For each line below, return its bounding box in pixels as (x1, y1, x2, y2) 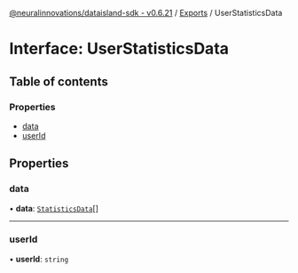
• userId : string (9, 253, 69, 264)
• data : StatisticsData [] (9, 203, 99, 213)
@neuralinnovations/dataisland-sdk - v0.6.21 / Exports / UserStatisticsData (9, 8, 283, 18)
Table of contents (9, 74, 108, 89)
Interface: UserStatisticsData (9, 39, 229, 59)
